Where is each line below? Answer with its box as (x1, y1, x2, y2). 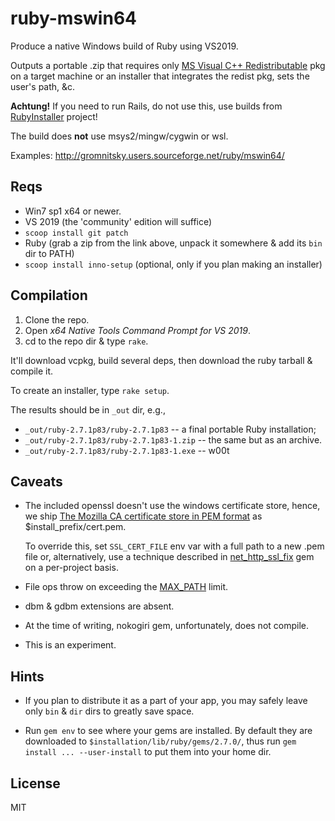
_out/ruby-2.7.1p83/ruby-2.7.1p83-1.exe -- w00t (24, 444, 230, 456)
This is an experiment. (24, 639, 117, 651)
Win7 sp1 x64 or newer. (24, 205, 122, 217)
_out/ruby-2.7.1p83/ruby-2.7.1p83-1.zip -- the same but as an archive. (24, 433, 323, 446)
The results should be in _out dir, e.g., (10, 403, 166, 416)
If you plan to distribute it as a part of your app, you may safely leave (24, 695, 308, 707)
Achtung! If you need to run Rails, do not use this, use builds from (10, 100, 283, 112)
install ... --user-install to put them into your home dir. (24, 746, 272, 758)
